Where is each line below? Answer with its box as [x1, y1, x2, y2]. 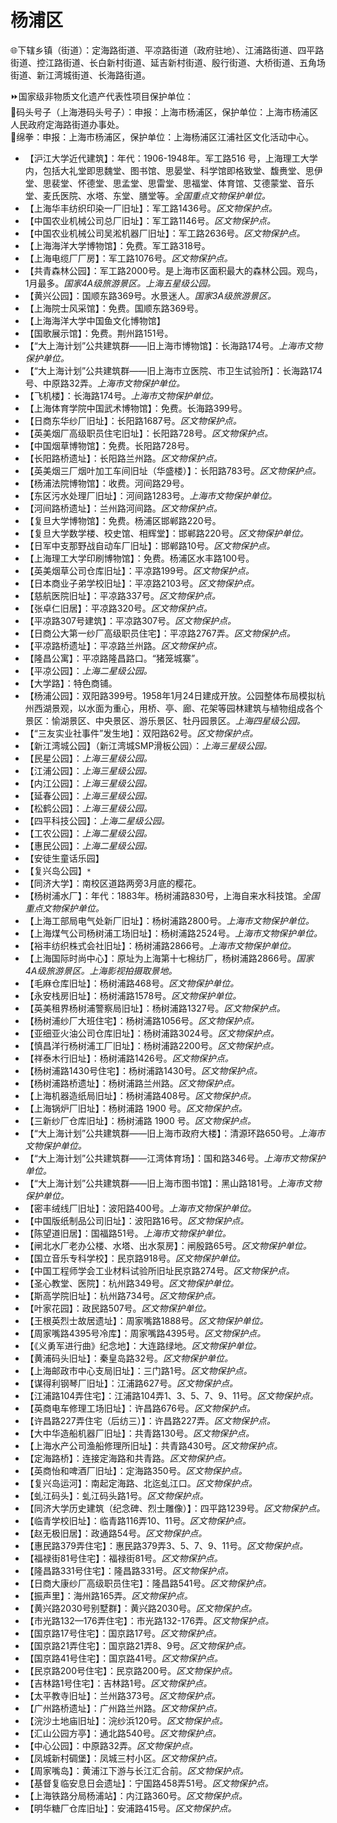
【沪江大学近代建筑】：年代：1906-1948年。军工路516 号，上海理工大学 [24, 152, 318, 164]
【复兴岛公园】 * [24, 864, 92, 876]
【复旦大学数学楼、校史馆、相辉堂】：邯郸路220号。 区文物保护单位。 [24, 527, 309, 539]
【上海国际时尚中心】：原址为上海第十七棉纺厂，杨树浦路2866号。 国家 [24, 952, 315, 964]
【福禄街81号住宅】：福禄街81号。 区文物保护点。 [24, 1552, 223, 1564]
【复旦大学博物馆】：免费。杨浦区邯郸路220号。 [24, 514, 222, 526]
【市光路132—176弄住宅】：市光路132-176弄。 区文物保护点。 [24, 1614, 275, 1626]
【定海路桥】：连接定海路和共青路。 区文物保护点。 [24, 1452, 232, 1464]
